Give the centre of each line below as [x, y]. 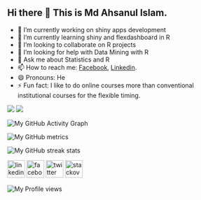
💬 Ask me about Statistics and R [63, 59]
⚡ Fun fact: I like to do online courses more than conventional [105, 85]
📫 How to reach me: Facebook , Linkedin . [77, 67]
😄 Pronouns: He [41, 77]
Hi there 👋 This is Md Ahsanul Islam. [87, 13]
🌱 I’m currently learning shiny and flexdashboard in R [93, 37]
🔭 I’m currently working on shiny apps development [91, 29]
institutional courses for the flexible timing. [79, 95]
